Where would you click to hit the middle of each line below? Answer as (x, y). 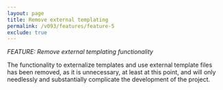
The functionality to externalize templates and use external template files (110, 65)
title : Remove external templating (58, 20)
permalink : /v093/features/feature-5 (61, 26)
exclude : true (27, 32)
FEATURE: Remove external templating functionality (80, 52)
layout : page (26, 13)
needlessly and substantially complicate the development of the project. (109, 80)
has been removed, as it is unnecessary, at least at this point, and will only (112, 72)
